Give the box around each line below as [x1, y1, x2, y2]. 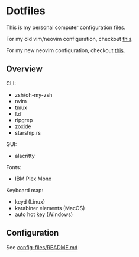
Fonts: [6, 163, 22, 170]
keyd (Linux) [14, 198, 46, 205]
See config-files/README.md [6, 243, 78, 250]
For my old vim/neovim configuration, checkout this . [6, 35, 133, 42]
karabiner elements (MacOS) [14, 204, 85, 211]
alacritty [14, 152, 35, 159]
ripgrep [14, 116, 33, 123]
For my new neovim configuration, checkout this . [6, 46, 125, 54]
